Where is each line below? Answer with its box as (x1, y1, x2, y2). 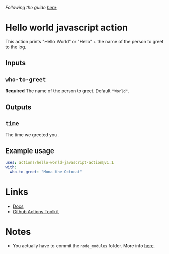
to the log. (5, 44, 27, 50)
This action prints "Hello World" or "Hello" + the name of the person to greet (5, 38, 164, 44)
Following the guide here (5, 5, 57, 10)
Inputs (5, 59, 26, 67)
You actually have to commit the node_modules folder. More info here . (12, 242, 155, 249)
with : (5, 165, 17, 170)
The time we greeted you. (5, 132, 59, 138)
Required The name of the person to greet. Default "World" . (5, 88, 130, 94)
